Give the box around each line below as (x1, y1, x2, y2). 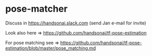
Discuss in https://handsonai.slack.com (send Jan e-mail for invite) (5, 20, 146, 26)
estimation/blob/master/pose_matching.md (5, 45, 96, 51)
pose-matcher (5, 3, 68, 15)
